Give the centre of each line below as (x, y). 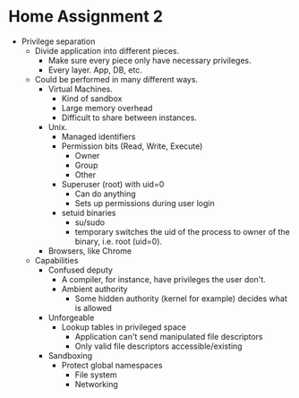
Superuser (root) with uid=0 (113, 184)
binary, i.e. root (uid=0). (119, 241)
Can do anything (105, 194)
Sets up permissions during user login (145, 203)
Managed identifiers (98, 136)
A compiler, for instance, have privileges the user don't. (163, 279)
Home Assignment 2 (85, 17)
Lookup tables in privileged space (124, 327)
